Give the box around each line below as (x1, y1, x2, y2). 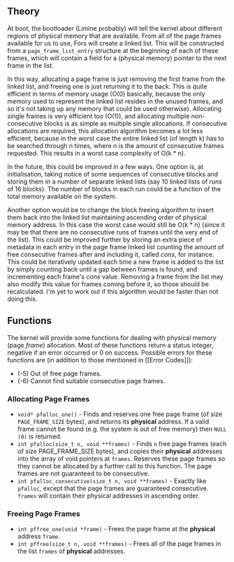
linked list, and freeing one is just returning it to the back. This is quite (7, 82, 207, 90)
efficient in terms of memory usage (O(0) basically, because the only (7, 89, 205, 98)
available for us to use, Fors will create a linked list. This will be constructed (7, 38, 224, 47)
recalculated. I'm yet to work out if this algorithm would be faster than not (7, 287, 219, 295)
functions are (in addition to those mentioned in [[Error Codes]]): (7, 355, 193, 364)
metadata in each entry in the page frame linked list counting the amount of (7, 242, 225, 251)
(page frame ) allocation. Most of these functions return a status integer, (7, 341, 214, 349)
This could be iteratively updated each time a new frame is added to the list (7, 258, 224, 266)
